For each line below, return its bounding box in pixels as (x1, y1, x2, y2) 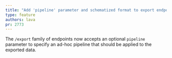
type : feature (5, 12, 36, 17)
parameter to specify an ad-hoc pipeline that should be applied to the (5, 42, 152, 48)
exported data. (5, 47, 37, 53)
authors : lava (5, 17, 36, 22)
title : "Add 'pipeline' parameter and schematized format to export (5, 7, 155, 13)
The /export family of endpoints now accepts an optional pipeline (5, 36, 145, 42)
